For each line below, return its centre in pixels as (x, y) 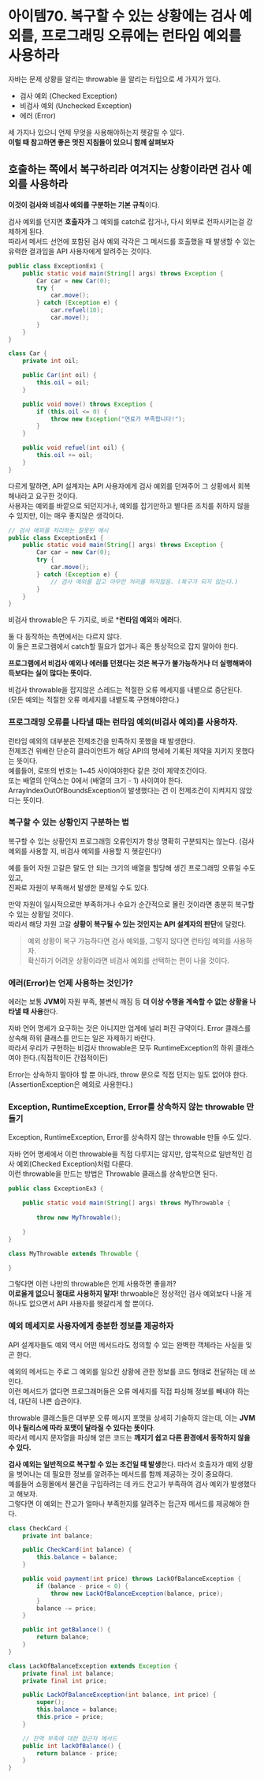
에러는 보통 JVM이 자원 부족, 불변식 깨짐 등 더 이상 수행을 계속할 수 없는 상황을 (128, 1002)
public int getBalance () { (67, 1630)
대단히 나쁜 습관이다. (50, 1401)
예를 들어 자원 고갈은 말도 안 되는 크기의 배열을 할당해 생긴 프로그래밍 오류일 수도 (132, 867)
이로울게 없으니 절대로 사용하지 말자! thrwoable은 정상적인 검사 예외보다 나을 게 (130, 1294)
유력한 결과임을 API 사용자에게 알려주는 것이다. (80, 251)
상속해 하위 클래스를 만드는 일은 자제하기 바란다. (82, 1038)
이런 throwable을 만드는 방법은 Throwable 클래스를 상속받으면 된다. (113, 1174)
